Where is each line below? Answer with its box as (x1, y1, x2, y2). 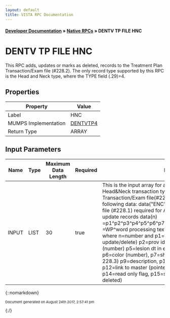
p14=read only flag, (102, 270, 150, 277)
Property (25, 102, 48, 110)
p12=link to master (102, 264, 148, 271)
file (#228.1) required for (102, 206, 162, 214)
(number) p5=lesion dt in (102, 244, 162, 252)
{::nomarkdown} (5, 290, 39, 296)
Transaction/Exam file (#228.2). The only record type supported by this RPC (5, 68, 164, 74)
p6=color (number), (102, 251, 149, 258)
